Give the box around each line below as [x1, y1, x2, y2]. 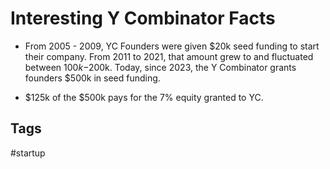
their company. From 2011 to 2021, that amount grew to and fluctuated [24, 50, 314, 62]
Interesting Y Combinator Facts [10, 7, 276, 30]
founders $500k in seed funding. [24, 72, 161, 84]
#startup [10, 147, 46, 159]
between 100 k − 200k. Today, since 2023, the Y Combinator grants [24, 61, 297, 73]
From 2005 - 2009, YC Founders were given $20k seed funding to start [24, 40, 320, 52]
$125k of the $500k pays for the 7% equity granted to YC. [24, 91, 264, 103]
